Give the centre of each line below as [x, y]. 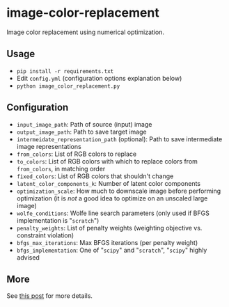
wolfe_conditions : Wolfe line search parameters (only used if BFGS [113, 213]
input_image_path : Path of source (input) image [84, 124]
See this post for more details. [50, 296]
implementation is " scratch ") [58, 220]
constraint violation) [45, 235]
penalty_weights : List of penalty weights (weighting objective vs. [109, 228]
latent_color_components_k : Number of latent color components [109, 183]
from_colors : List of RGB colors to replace [77, 154]
